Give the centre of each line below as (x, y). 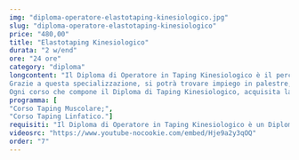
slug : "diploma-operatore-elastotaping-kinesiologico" (113, 26)
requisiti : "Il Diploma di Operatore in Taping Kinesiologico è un (137, 125)
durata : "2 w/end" (43, 51)
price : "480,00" (39, 34)
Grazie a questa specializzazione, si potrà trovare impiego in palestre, (151, 84)
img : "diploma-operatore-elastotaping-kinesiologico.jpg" (119, 17)
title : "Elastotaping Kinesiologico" (79, 42)
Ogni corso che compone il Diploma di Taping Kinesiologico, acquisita (145, 92)
